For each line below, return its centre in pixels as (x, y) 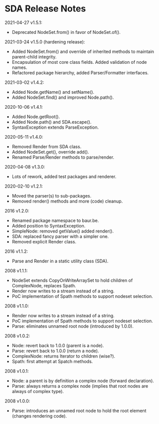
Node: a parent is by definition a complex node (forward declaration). (83, 381)
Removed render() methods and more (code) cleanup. (67, 201)
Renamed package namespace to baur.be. (55, 220)
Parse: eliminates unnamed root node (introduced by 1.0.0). (73, 326)
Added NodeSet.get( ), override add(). (50, 152)
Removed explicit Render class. (44, 241)
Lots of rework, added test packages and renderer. (64, 176)
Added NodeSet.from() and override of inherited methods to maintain (83, 51)
